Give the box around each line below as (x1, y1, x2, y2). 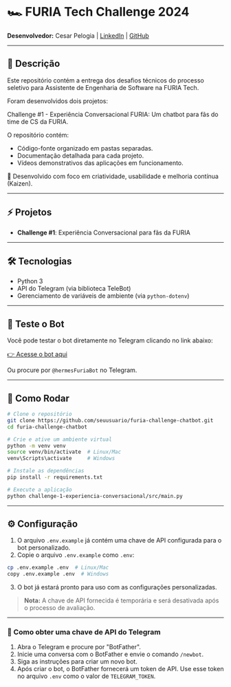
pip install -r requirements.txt (7, 474, 103, 481)
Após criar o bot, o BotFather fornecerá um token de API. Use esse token (16, 665, 224, 673)
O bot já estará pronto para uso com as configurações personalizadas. (16, 583, 217, 591)
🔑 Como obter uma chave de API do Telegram (7, 627, 161, 637)
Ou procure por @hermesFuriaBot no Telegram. (7, 366, 137, 374)
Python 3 (16, 277, 43, 285)
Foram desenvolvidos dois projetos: (7, 96, 109, 105)
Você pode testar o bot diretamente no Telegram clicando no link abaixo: (7, 336, 213, 345)
